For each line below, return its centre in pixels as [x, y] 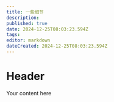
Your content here [29, 93]
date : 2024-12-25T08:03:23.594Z [47, 29]
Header [25, 76]
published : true [27, 23]
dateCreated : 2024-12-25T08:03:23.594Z [57, 46]
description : [23, 18]
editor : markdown [28, 40]
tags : [13, 35]
